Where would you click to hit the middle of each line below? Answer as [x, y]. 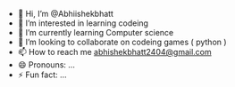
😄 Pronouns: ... [46, 65]
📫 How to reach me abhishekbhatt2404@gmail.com [114, 52]
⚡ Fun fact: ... [42, 75]
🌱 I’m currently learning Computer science [96, 32]
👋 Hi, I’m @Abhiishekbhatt [66, 14]
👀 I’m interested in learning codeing [83, 23]
